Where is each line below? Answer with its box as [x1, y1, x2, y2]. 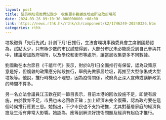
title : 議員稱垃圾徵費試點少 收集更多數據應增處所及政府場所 [5, 12, 117, 17]
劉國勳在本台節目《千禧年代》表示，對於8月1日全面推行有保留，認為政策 [5, 62, 153, 68]
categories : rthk [5, 26, 41, 30]
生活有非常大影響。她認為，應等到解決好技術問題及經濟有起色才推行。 [13, 110, 157, 116]
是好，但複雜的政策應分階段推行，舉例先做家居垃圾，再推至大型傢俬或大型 [9, 68, 161, 74]
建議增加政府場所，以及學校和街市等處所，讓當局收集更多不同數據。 [13, 52, 152, 58]
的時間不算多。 [5, 81, 36, 87]
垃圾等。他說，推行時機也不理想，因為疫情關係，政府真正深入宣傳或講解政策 [5, 75, 161, 81]
